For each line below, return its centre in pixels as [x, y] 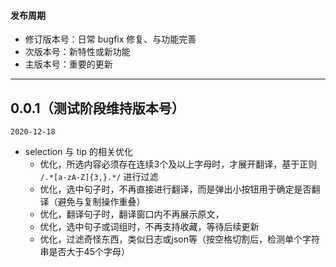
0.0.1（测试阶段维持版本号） [97, 108]
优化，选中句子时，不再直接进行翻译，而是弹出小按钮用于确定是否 [175, 189]
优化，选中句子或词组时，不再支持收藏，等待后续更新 [149, 227]
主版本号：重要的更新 [68, 64]
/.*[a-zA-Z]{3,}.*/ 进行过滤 [99, 177]
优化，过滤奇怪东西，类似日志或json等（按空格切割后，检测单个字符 [180, 239]
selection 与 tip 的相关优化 [78, 152]
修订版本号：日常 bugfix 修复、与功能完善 [110, 39]
